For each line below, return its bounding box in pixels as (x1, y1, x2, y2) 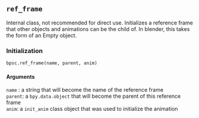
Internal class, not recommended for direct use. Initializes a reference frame (6, 19, 193, 26)
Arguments (6, 73, 35, 80)
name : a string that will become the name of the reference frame (6, 86, 164, 94)
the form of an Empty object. (6, 32, 77, 39)
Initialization (6, 46, 43, 55)
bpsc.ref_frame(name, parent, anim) (6, 60, 97, 66)
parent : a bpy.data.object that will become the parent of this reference (6, 92, 181, 100)
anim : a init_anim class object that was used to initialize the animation (6, 105, 178, 113)
